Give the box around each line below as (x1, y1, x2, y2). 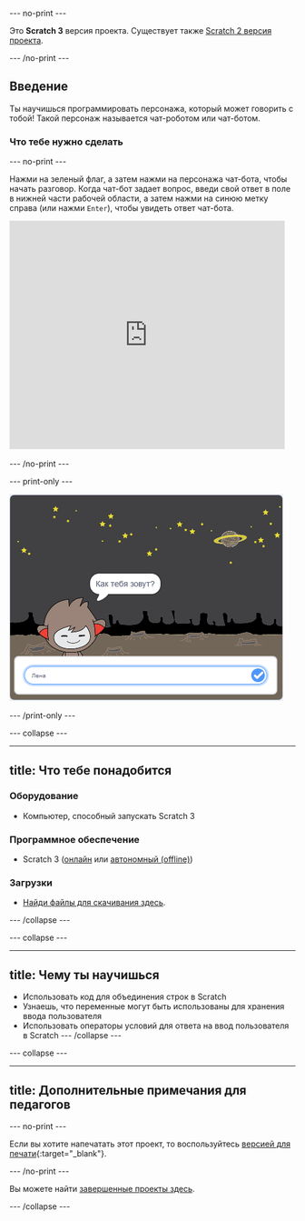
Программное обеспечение (9, 833, 141, 846)
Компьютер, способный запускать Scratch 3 (22, 810, 195, 821)
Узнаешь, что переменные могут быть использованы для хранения (22, 1001, 285, 1012)
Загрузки (9, 876, 53, 889)
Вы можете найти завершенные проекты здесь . (9, 1184, 195, 1195)
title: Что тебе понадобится (9, 763, 172, 778)
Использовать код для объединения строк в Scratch (22, 991, 227, 1003)
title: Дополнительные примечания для (9, 1082, 247, 1098)
